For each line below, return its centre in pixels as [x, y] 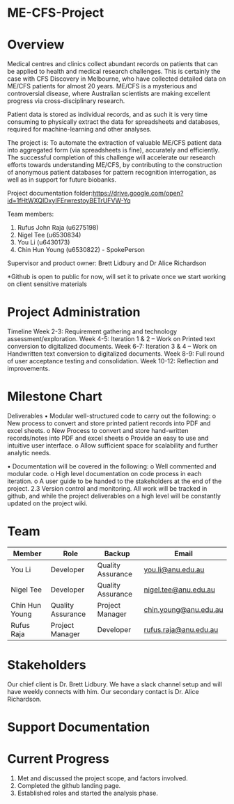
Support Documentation [79, 727]
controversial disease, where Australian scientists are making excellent [109, 94]
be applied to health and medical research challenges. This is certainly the [114, 72]
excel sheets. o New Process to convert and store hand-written [98, 431]
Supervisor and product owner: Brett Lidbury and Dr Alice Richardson [107, 263]
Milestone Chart [55, 396]
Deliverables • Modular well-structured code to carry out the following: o [112, 416]
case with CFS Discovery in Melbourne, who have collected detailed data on [117, 79]
